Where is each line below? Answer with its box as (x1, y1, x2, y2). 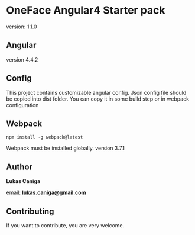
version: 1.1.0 (6, 23, 37, 30)
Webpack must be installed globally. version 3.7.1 (6, 144, 125, 152)
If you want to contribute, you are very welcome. (6, 222, 125, 228)
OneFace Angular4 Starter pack (6, 4, 165, 17)
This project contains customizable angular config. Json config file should (6, 89, 187, 96)
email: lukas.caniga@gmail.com (6, 189, 87, 196)
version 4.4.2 (6, 56, 38, 63)
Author (6, 162, 32, 172)
